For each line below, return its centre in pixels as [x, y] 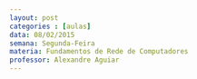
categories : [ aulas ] [50, 26]
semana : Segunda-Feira [52, 43]
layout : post [34, 18]
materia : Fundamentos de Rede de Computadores [99, 52]
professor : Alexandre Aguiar [64, 60]
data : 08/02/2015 [42, 35]
